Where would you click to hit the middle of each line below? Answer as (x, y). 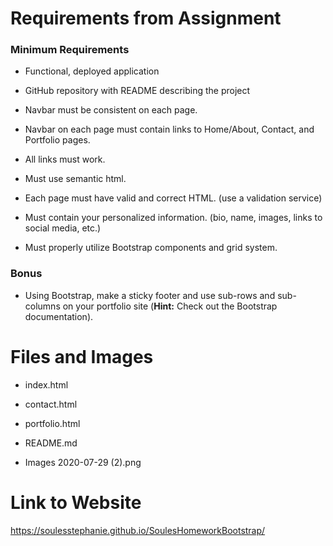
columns (42, 306)
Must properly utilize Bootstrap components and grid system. (151, 248)
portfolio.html (52, 423)
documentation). (59, 316)
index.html (46, 384)
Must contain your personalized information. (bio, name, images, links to (173, 218)
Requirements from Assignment (146, 18)
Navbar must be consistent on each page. (111, 110)
